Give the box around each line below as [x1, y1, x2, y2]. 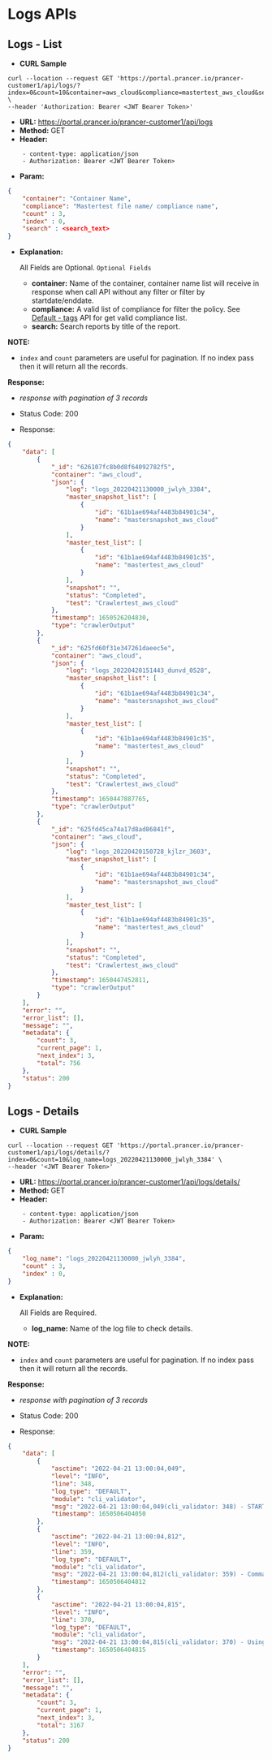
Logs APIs [7, 5, 77, 24]
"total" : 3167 [37, 1721, 84, 1729]
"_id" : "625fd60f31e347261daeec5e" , [50, 644, 175, 652]
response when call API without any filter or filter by [31, 287, 205, 297]
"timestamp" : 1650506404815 [50, 1646, 147, 1654]
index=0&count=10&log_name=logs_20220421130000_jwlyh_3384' [7, 1156, 216, 1164]
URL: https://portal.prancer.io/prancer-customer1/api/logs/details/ [19, 1177, 240, 1187]
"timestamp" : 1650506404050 [50, 1510, 147, 1518]
